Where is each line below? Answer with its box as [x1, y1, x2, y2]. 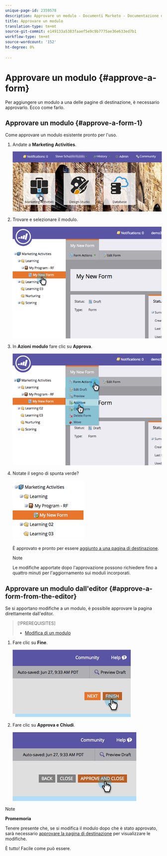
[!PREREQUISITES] [17, 620, 56, 627]
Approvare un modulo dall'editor [5, 584, 108, 593]
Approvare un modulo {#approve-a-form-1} [5, 118, 143, 127]
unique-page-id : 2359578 [5, 8, 57, 13]
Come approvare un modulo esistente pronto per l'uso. [5, 132, 118, 138]
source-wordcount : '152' [5, 40, 57, 45]
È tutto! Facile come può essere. [5, 846, 71, 852]
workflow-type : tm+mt [5, 34, 50, 39]
